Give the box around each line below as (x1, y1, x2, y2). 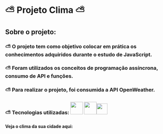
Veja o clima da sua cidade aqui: (5, 123, 73, 129)
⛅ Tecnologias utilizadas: (5, 109, 70, 116)
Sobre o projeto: (5, 27, 56, 36)
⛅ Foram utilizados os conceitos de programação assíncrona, (5, 65, 159, 72)
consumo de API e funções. (5, 73, 73, 80)
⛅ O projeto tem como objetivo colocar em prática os (5, 43, 137, 50)
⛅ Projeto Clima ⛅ (5, 4, 85, 16)
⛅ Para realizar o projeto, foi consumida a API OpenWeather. (5, 86, 156, 93)
